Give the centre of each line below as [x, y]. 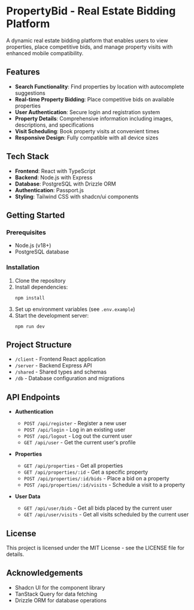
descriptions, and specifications [54, 125]
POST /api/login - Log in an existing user [75, 430]
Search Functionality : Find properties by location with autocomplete [99, 86]
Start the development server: [52, 315]
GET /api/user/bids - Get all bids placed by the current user [98, 508]
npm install [30, 298]
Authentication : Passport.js [49, 190]
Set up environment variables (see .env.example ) [75, 309]
